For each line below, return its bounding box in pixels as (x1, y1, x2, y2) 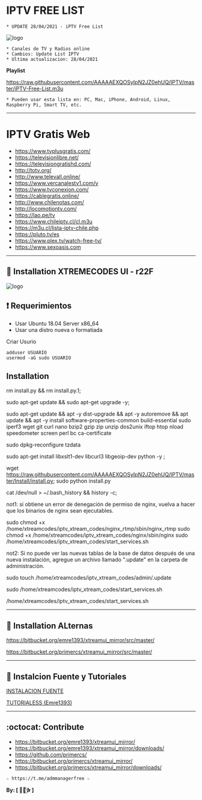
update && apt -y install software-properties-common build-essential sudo (6, 417, 191, 424)
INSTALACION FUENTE (6, 687, 64, 695)
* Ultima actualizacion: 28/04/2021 (6, 56, 98, 62)
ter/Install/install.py (6, 477, 54, 485)
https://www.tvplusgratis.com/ (14, 147, 91, 154)
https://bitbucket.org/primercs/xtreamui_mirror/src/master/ (6, 648, 152, 655)
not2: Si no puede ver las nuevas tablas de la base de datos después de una (6, 549, 195, 557)
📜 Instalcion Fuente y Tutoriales (6, 671, 127, 681)
